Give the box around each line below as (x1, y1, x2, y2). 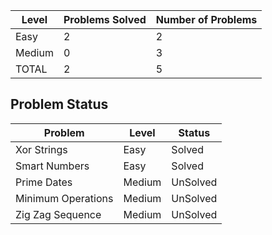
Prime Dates (15, 175, 73, 189)
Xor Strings (15, 142, 68, 156)
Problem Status (10, 96, 109, 113)
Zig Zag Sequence (15, 207, 102, 221)
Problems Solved (63, 13, 147, 26)
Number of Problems (155, 13, 258, 26)
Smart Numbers (15, 159, 90, 173)
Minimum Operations (15, 191, 114, 205)
